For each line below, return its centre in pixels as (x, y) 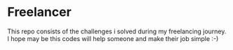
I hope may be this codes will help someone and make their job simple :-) (113, 38)
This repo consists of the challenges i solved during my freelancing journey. (117, 31)
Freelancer (39, 12)
